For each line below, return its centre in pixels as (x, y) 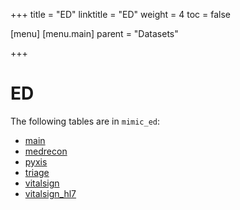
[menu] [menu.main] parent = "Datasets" (94, 33)
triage (37, 172)
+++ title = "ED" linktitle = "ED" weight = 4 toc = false (121, 14)
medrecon (46, 151)
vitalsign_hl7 (50, 193)
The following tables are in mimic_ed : (85, 121)
